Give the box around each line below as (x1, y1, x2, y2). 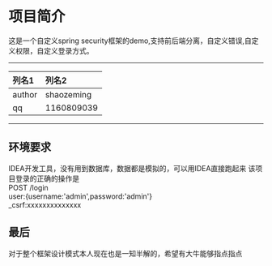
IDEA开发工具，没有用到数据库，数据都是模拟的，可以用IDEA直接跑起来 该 (8, 163, 256, 173)
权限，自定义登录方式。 (15, 45, 94, 55)
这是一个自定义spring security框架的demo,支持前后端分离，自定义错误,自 (8, 36, 253, 45)
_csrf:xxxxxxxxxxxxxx (8, 199, 82, 209)
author (12, 88, 38, 100)
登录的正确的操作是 (15, 174, 79, 183)
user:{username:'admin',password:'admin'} (8, 191, 152, 201)
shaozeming (45, 88, 92, 100)
